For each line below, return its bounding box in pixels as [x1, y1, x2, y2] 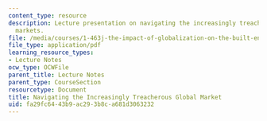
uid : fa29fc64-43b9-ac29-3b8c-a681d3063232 [8, 100, 155, 108]
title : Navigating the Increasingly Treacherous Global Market [8, 93, 222, 101]
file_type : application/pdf [8, 41, 102, 49]
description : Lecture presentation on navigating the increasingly [8, 19, 237, 27]
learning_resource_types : [8, 49, 94, 57]
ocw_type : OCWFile [8, 64, 69, 72]
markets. [15, 26, 44, 34]
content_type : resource [8, 11, 87, 20]
